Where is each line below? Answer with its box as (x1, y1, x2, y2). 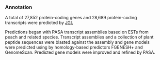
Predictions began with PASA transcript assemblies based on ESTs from (5, 29, 149, 35)
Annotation (5, 4, 32, 11)
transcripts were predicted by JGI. (5, 20, 74, 25)
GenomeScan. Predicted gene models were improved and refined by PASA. (5, 49, 156, 55)
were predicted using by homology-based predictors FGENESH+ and (5, 45, 143, 50)
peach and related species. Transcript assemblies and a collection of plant (5, 34, 154, 40)
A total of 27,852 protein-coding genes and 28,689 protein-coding (5, 15, 137, 21)
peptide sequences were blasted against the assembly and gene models (5, 39, 150, 45)
